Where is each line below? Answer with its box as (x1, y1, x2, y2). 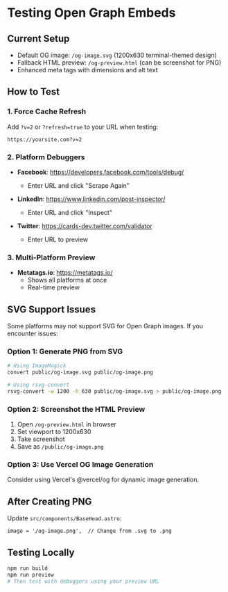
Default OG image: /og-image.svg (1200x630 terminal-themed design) (17, 51, 217, 59)
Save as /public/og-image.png (17, 442, 104, 451)
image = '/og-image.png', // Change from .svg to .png (7, 527, 172, 535)
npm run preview (7, 571, 54, 578)
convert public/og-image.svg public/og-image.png (7, 369, 154, 376)
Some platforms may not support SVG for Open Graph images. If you (7, 322, 203, 330)
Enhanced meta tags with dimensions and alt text (17, 66, 158, 74)
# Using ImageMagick (7, 362, 67, 369)
